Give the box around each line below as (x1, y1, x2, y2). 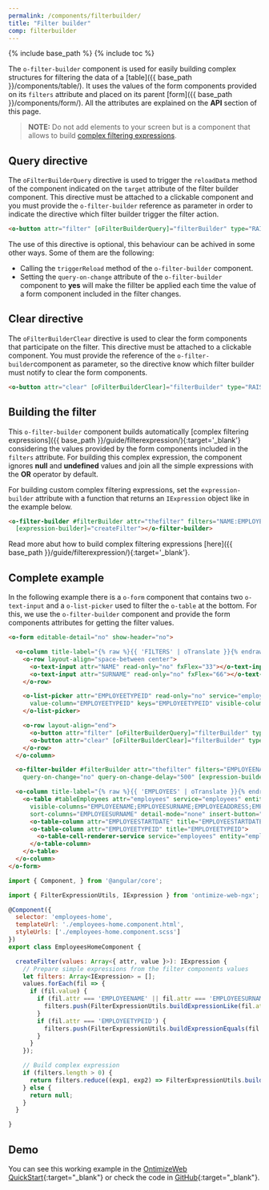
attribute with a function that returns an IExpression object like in (35, 493, 250, 503)
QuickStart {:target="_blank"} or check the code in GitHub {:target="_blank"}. (8, 1172, 260, 1182)
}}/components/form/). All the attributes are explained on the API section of (8, 98, 258, 108)
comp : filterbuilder (8, 26, 78, 34)
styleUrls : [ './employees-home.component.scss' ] (15, 928, 181, 937)
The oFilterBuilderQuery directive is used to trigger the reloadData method (8, 176, 258, 185)
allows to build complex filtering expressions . (27, 131, 178, 140)
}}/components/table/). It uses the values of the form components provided (8, 81, 258, 91)
